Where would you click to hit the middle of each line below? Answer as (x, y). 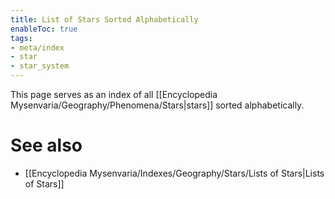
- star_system (40, 66)
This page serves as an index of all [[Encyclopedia (114, 94)
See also (46, 145)
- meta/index (37, 47)
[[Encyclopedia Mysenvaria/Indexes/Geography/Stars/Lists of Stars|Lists (174, 173)
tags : (21, 38)
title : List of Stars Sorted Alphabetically (104, 19)
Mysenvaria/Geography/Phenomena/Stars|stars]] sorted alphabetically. (157, 105)
